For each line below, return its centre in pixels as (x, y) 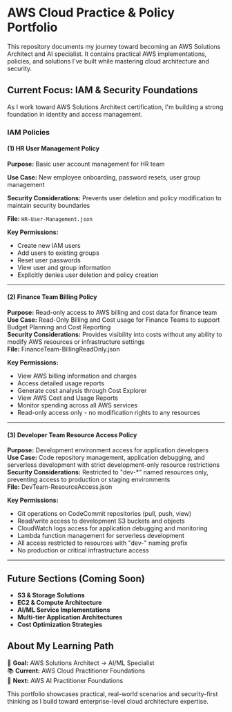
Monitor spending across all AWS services (77, 405)
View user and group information (64, 267)
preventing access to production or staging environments (89, 480)
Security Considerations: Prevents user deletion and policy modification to (115, 198)
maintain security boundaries (49, 205)
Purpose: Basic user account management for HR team (86, 164)
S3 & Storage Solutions (51, 595)
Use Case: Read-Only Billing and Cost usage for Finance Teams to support (114, 320)
